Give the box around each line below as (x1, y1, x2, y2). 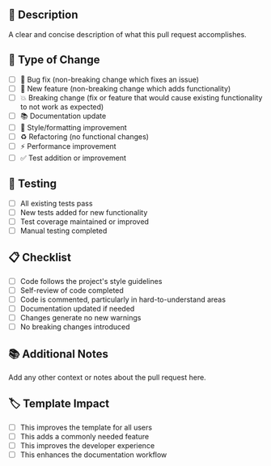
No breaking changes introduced (19, 322, 131, 332)
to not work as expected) (19, 102, 104, 112)
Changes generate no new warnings (19, 313, 142, 323)
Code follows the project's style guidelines (19, 276, 163, 286)
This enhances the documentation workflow (19, 450, 167, 460)
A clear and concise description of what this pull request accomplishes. (8, 29, 247, 39)
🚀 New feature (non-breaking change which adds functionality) (19, 83, 231, 93)
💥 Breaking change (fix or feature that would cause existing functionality (19, 92, 263, 102)
